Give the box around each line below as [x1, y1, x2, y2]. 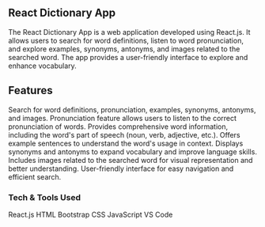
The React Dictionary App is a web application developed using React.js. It [8, 27, 251, 36]
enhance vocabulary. [8, 61, 77, 70]
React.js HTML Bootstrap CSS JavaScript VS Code [8, 210, 173, 219]
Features [8, 84, 53, 97]
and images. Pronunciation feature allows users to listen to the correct [8, 113, 237, 123]
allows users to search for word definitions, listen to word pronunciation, [8, 36, 244, 45]
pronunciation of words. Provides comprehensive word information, [8, 122, 229, 131]
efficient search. [8, 172, 62, 181]
